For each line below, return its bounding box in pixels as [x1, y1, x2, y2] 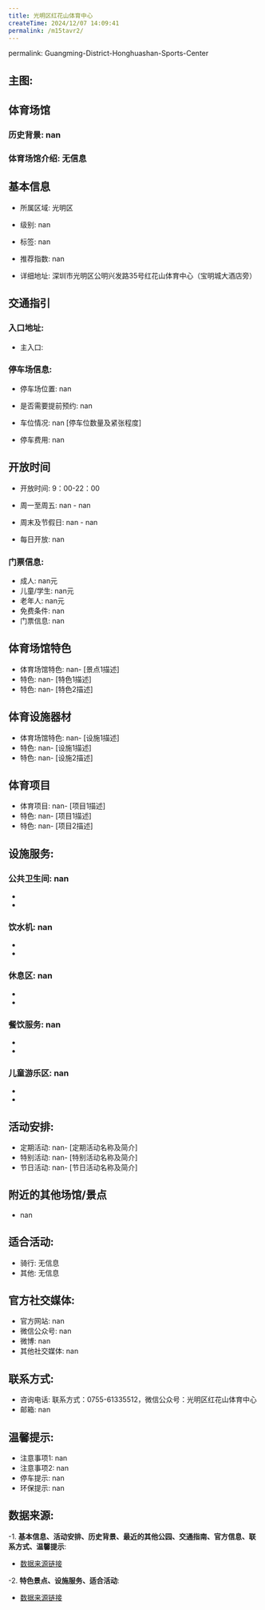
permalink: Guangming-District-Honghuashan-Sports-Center [8, 49, 209, 58]
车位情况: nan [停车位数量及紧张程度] [19, 418, 142, 427]
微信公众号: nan [19, 1326, 72, 1336]
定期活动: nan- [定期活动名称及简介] [19, 1143, 138, 1152]
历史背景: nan [8, 130, 61, 141]
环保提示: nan [19, 1484, 65, 1493]
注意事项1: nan [19, 1453, 68, 1463]
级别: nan [19, 219, 51, 229]
